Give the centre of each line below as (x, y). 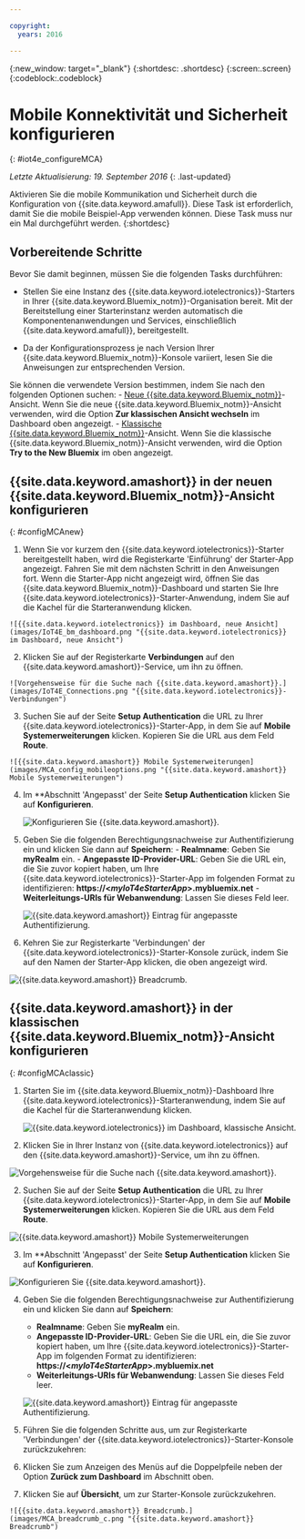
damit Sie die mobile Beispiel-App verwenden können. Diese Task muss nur (151, 214)
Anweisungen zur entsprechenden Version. (104, 367)
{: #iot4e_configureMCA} (56, 159)
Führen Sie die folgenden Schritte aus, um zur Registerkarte (135, 1430)
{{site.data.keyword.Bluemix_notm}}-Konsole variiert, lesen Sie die (147, 358)
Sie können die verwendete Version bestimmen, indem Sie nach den (137, 385)
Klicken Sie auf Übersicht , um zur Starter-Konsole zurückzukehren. (149, 1493)
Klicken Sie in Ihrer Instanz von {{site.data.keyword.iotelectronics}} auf (155, 1145)
